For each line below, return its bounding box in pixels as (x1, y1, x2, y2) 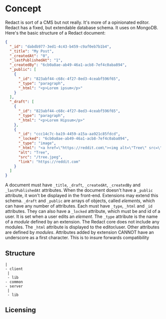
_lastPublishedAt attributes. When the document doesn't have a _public (5, 187, 153, 193)
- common (5, 279, 23, 284)
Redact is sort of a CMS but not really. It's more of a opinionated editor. (5, 19, 150, 25)
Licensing (5, 306, 36, 315)
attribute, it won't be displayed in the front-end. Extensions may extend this (5, 193, 159, 199)
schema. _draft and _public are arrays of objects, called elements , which (5, 198, 155, 204)
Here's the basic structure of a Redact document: (5, 30, 106, 36)
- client (5, 266, 23, 271)
